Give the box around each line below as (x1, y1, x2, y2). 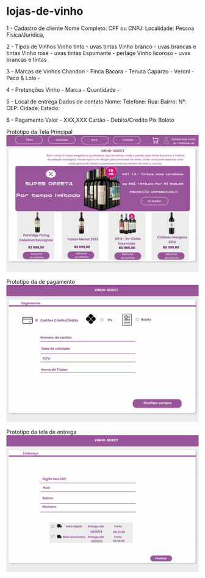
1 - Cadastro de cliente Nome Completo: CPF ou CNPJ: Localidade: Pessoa (6, 24, 195, 32)
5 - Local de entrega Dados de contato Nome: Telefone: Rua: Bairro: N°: (6, 98, 187, 105)
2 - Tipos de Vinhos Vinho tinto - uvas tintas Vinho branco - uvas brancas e (6, 43, 196, 50)
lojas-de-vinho (6, 4, 84, 18)
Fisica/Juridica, (6, 31, 45, 38)
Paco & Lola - (6, 74, 41, 81)
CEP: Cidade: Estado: (6, 104, 60, 111)
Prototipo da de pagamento (6, 278, 75, 286)
